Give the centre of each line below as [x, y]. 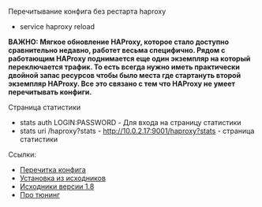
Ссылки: [22, 154]
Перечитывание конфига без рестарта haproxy [87, 11]
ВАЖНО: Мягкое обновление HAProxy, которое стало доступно [119, 42]
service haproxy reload [57, 26]
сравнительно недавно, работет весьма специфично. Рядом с [117, 50]
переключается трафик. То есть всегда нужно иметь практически [124, 67]
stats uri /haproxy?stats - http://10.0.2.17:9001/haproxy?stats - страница [137, 131]
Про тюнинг [40, 195]
